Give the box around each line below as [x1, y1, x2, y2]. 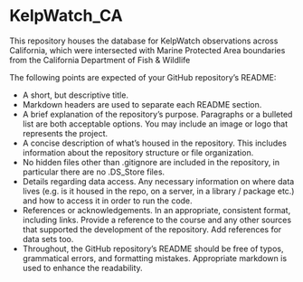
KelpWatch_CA [9, 5, 124, 26]
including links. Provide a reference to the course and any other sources [22, 214, 292, 225]
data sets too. [22, 233, 74, 244]
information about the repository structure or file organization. [22, 146, 254, 158]
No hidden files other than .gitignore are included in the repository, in [22, 156, 280, 167]
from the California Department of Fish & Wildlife [9, 54, 191, 65]
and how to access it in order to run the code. [22, 195, 193, 206]
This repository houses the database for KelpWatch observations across [9, 35, 279, 46]
